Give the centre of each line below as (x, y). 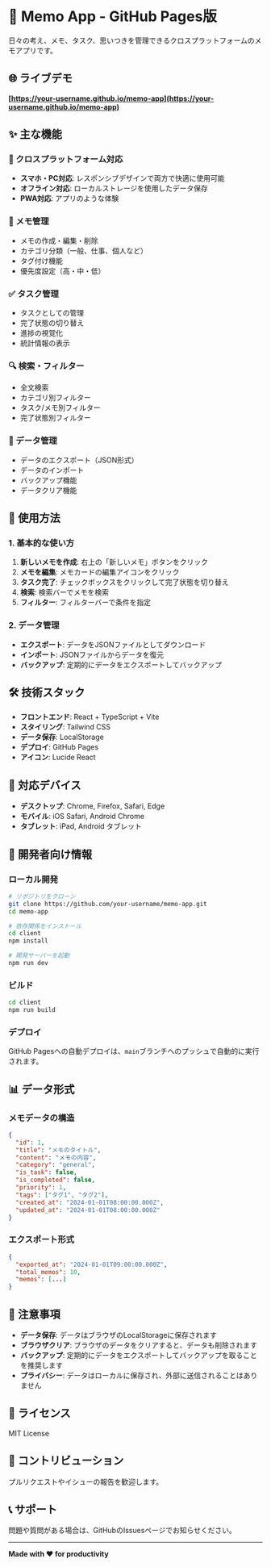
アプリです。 (36, 50)
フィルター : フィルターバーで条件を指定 (85, 603)
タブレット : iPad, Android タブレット (81, 826)
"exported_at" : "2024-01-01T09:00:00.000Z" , (92, 1264)
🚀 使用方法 (34, 518)
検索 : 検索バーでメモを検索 (64, 592)
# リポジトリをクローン (42, 896)
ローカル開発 (33, 879)
